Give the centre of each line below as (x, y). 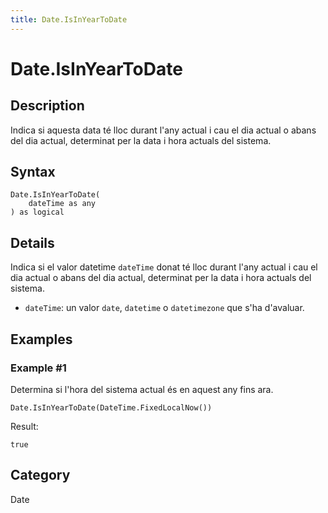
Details (32, 242)
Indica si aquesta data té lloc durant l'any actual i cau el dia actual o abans (163, 130)
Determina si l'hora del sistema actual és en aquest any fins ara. (142, 389)
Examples (41, 339)
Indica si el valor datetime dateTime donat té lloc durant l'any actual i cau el (164, 267)
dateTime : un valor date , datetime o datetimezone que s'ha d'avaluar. (164, 308)
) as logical (37, 212)
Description (47, 106)
